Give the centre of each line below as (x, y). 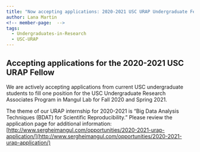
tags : (13, 28)
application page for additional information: (59, 123)
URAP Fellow (30, 73)
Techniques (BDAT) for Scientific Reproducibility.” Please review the (89, 117)
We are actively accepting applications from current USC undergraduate (95, 87)
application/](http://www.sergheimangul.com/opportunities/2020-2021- (94, 136)
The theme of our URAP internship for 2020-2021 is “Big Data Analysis (93, 111)
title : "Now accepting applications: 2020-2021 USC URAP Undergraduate (97, 12)
